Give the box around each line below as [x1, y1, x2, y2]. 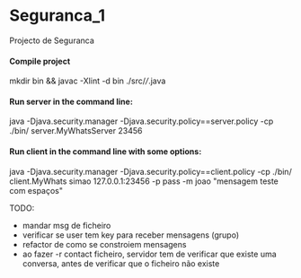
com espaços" [9, 185, 64, 195]
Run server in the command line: [9, 96, 133, 107]
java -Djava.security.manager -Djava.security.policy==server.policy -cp [9, 116, 274, 126]
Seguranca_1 [9, 5, 106, 26]
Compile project [9, 56, 71, 66]
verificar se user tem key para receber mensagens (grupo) [22, 230, 240, 240]
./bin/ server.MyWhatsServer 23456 [9, 126, 143, 136]
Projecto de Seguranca [9, 35, 94, 46]
